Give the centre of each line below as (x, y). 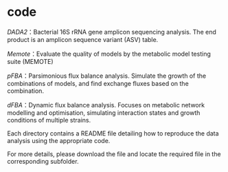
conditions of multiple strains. (49, 120)
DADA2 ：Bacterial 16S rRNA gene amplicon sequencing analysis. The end (112, 32)
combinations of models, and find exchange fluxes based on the (98, 83)
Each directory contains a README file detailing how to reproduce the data (113, 133)
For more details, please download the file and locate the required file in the (114, 154)
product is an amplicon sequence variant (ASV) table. (83, 39)
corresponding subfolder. (43, 161)
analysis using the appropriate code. (59, 140)
